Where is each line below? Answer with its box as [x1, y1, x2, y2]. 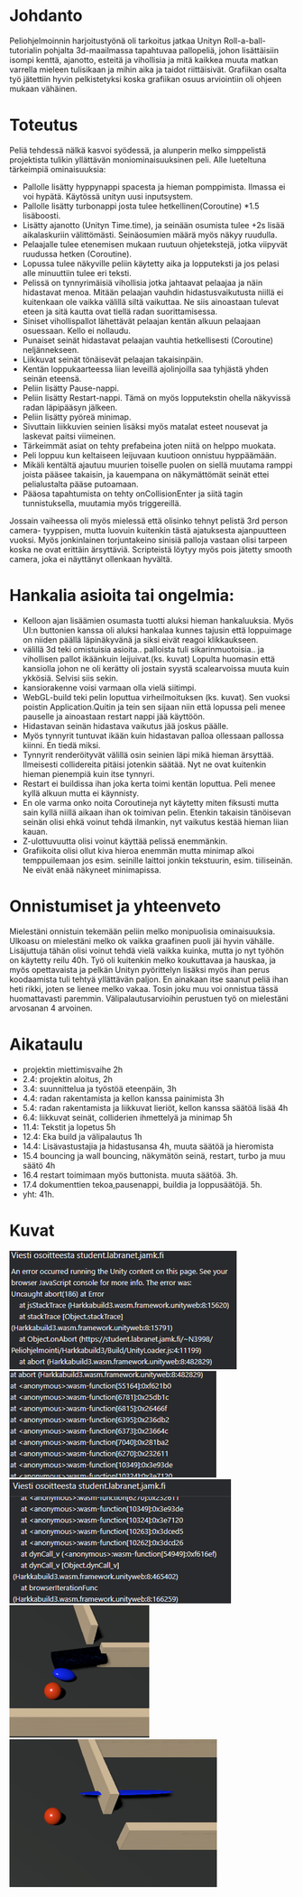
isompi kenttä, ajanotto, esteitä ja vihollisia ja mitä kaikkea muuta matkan [9, 54, 279, 65]
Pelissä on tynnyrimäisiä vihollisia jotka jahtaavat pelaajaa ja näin [22, 277, 263, 288]
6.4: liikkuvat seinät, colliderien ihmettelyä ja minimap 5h [22, 1112, 233, 1123]
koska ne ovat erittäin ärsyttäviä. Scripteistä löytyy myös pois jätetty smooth [9, 543, 293, 555]
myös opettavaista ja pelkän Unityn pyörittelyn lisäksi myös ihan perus [9, 964, 271, 975]
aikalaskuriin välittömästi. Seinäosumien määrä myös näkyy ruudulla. [22, 229, 278, 240]
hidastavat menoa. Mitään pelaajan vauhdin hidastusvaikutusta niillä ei [22, 286, 284, 298]
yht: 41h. [22, 1189, 55, 1199]
